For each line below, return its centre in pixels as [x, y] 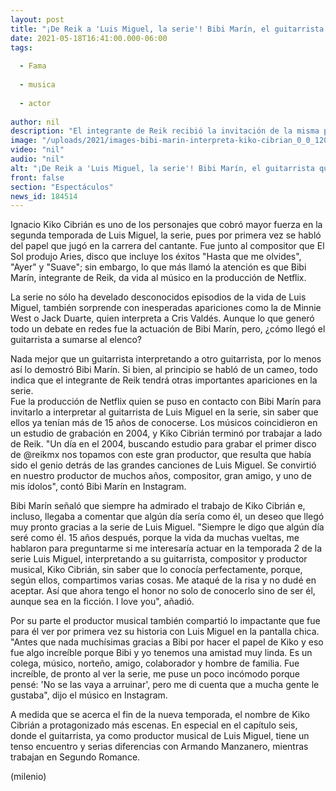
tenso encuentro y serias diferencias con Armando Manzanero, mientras [159, 747]
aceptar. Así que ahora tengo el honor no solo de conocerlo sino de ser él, [163, 591]
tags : [21, 47]
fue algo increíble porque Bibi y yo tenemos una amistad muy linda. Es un [161, 653]
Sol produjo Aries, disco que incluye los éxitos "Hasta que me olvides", [156, 257]
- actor [35, 103]
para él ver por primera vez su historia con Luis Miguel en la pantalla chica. [165, 632]
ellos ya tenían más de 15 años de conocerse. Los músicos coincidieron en [164, 423]
